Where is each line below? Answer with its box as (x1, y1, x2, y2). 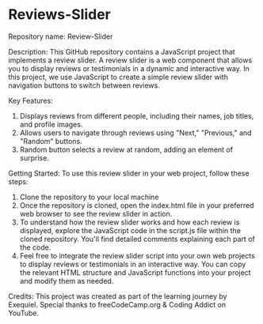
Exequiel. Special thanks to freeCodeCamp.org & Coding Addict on (8, 300, 227, 309)
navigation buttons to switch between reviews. (8, 81, 160, 90)
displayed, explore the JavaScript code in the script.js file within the (19, 225, 242, 235)
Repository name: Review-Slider (8, 32, 113, 41)
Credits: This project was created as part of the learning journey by (8, 291, 227, 301)
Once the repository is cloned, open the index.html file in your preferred (19, 200, 254, 210)
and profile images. (19, 119, 83, 129)
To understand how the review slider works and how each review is (19, 217, 240, 227)
